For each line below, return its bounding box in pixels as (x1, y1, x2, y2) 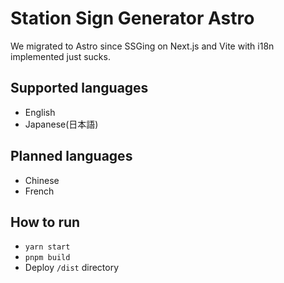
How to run (10, 213, 81, 231)
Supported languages (10, 80, 149, 97)
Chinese (24, 174, 60, 186)
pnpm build (24, 253, 71, 263)
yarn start (24, 242, 71, 252)
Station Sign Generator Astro (10, 7, 255, 30)
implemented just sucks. (10, 50, 111, 62)
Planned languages (10, 148, 133, 165)
